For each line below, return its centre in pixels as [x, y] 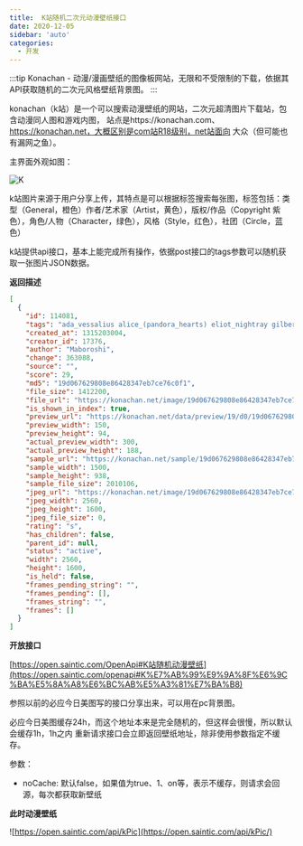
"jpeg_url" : [48, 493]
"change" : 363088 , [60, 358]
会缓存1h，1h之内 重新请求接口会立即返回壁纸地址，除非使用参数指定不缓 [145, 734]
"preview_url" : [54, 417]
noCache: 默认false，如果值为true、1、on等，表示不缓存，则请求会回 [151, 784]
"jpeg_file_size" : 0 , [66, 517]
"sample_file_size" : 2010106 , [83, 484]
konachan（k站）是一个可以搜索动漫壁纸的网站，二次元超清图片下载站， [144, 108]
